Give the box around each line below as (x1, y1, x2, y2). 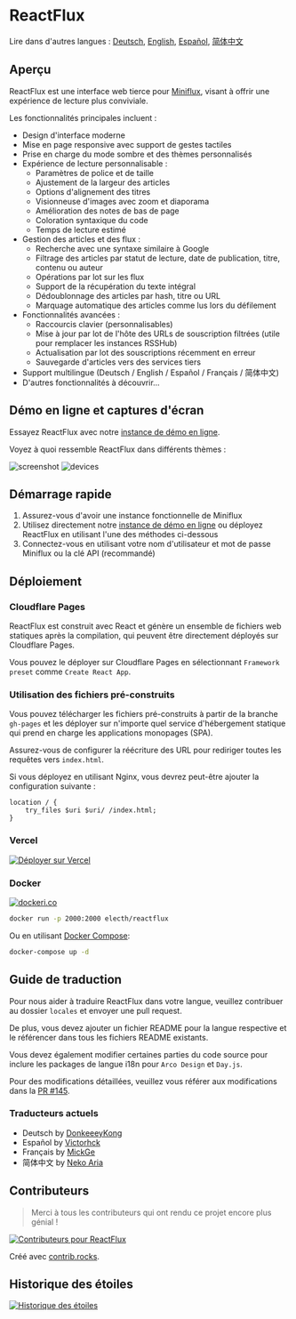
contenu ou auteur (35, 261, 104, 272)
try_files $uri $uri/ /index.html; (25, 806, 157, 815)
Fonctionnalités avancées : (21, 309, 120, 320)
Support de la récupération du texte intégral (35, 281, 196, 292)
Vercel (9, 834, 38, 847)
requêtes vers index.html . (9, 754, 105, 765)
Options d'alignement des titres (35, 186, 151, 197)
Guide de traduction (9, 972, 123, 987)
